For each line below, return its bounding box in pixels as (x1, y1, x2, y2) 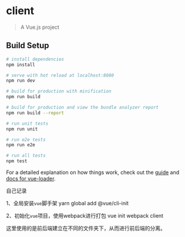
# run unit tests (6, 121, 49, 126)
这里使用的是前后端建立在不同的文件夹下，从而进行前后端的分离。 (6, 225, 166, 232)
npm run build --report (6, 110, 65, 116)
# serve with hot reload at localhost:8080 (6, 72, 115, 78)
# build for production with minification (6, 88, 112, 95)
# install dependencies (6, 56, 65, 62)
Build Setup (6, 41, 49, 51)
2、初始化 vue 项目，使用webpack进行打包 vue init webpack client (6, 212, 163, 219)
